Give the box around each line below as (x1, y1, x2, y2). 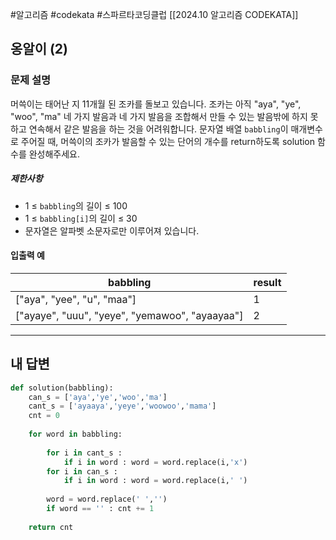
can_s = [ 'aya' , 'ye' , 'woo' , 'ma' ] (28, 392, 168, 402)
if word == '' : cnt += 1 (46, 504, 155, 514)
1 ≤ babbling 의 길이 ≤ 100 (24, 199, 128, 212)
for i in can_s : (46, 466, 118, 477)
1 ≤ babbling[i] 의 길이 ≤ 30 (24, 212, 138, 224)
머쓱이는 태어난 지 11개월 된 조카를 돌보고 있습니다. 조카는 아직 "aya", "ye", (10, 98, 302, 110)
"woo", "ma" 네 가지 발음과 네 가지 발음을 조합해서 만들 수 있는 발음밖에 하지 (10, 110, 308, 122)
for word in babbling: (28, 429, 123, 440)
